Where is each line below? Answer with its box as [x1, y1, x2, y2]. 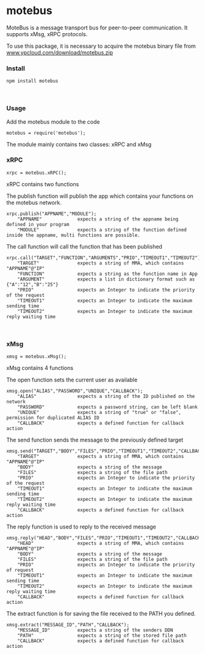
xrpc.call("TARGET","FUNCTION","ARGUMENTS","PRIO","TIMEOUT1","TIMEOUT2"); [6, 255, 203, 261]
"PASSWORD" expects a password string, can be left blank [17, 404, 198, 410]
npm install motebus [6, 78, 59, 85]
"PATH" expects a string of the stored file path [17, 633, 187, 639]
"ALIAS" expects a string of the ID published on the [17, 393, 195, 400]
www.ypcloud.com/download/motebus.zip [6, 48, 113, 56]
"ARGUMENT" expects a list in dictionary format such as [17, 276, 195, 282]
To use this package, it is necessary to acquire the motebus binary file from [6, 42, 196, 50]
